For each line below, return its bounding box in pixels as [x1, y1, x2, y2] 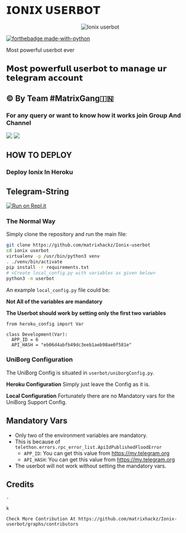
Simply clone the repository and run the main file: [6, 231, 127, 238]
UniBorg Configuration [6, 355, 73, 364]
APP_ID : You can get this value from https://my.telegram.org [23, 450, 170, 457]
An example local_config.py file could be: [6, 286, 110, 293]
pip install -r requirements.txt [6, 264, 89, 270]
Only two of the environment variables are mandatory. [14, 432, 148, 439]
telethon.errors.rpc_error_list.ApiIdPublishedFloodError [14, 444, 162, 450]
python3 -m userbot [6, 275, 55, 281]
